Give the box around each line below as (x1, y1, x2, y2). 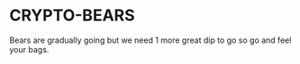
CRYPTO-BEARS (9, 5, 135, 26)
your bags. (9, 44, 50, 54)
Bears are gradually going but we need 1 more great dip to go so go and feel (9, 35, 292, 45)
